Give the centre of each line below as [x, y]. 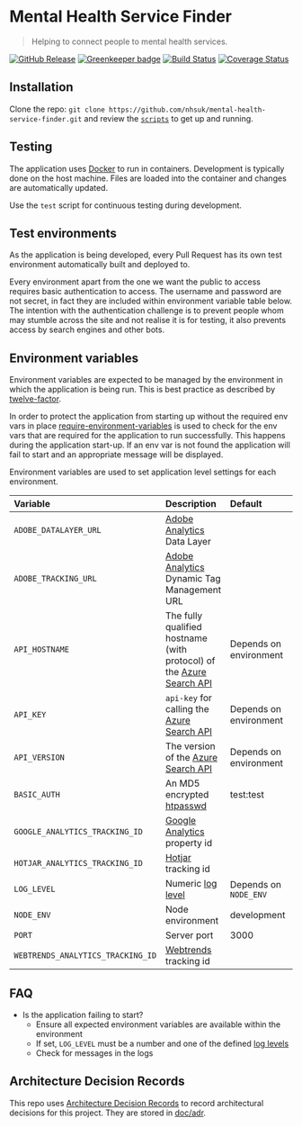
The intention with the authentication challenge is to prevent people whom [147, 311]
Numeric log [191, 884]
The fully [184, 616]
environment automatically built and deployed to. [100, 265]
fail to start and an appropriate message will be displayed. [116, 455]
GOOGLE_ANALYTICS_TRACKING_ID [79, 832]
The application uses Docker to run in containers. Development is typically [147, 168]
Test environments [63, 233]
